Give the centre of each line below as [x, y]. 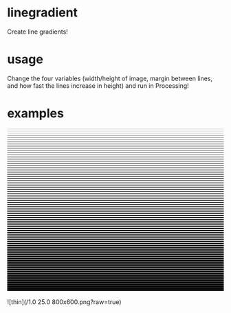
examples [35, 114]
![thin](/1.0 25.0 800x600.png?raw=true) [64, 302]
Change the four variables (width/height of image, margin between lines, [110, 78]
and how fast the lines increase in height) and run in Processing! [98, 85]
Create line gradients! [38, 32]
